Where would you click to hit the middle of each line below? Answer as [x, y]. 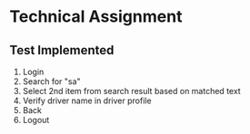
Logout [36, 120]
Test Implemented [62, 50]
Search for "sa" [51, 81]
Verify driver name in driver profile [87, 100]
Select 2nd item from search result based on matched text [131, 91]
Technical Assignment [96, 17]
